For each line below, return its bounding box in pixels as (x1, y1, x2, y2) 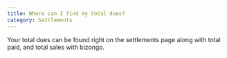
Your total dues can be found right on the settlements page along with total (7, 35, 221, 43)
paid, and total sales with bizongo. (7, 43, 105, 51)
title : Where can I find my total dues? (7, 10, 126, 17)
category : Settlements (7, 17, 73, 23)
